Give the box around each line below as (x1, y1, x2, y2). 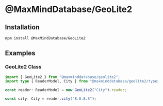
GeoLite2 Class (5, 64, 42, 70)
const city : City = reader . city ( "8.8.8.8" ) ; (5, 96, 97, 101)
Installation (5, 23, 40, 31)
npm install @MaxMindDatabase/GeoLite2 (5, 36, 86, 40)
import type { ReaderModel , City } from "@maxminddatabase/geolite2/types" (5, 79, 162, 84)
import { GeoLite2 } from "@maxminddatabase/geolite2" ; (5, 74, 120, 79)
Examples (5, 49, 35, 57)
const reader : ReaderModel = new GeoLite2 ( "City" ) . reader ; (5, 88, 127, 93)
